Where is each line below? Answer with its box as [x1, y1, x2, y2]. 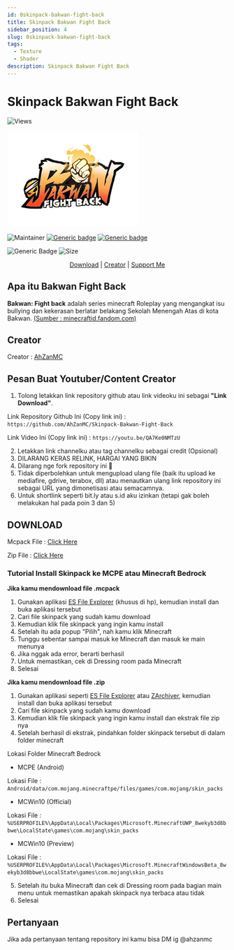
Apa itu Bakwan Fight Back [7, 281, 126, 292]
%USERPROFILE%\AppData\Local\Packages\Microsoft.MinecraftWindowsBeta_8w [7, 862, 227, 869]
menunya [17, 642, 45, 651]
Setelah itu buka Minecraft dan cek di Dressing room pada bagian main [17, 882, 222, 890]
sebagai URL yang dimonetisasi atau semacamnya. [17, 484, 164, 492]
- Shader [13, 56, 39, 63]
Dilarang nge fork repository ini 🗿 [17, 461, 113, 470]
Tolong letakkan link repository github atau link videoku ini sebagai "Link [17, 392, 227, 400]
